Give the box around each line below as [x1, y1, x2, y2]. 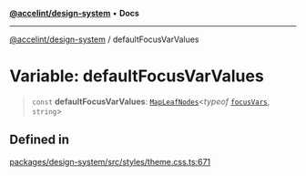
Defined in [9, 132, 70, 148]
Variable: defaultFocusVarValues [9, 66, 264, 87]
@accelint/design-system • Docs [9, 8, 139, 18]
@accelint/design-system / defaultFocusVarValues [9, 34, 199, 45]
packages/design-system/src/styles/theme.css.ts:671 [9, 156, 211, 167]
